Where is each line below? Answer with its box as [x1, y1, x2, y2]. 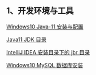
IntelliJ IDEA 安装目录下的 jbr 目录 [6, 48, 90, 56]
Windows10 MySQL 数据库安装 [6, 61, 83, 68]
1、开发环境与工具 [6, 5, 74, 16]
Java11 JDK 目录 [6, 36, 47, 43]
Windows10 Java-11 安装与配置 [6, 23, 84, 30]
